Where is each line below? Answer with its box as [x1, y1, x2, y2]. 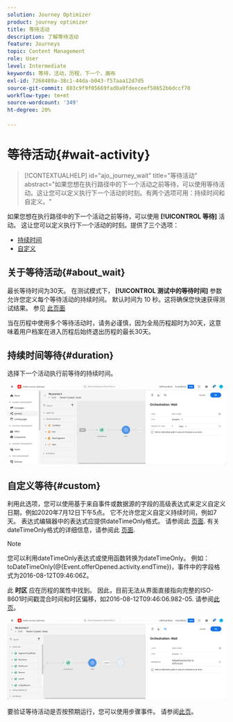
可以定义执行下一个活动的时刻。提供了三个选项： [39, 220, 179, 229]
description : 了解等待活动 [7, 33, 79, 40]
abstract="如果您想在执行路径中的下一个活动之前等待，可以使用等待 [24, 179, 219, 188]
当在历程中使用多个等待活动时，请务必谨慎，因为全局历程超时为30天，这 [7, 319, 216, 327]
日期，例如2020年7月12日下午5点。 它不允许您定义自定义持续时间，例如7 [7, 508, 217, 517]
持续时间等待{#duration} [7, 350, 114, 362]
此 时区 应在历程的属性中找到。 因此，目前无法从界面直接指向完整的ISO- [7, 586, 214, 595]
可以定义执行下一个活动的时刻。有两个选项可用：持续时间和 [54, 188, 225, 197]
